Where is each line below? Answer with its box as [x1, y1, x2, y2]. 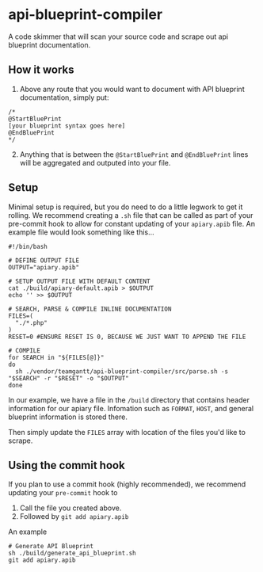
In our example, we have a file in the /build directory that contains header [8, 395, 250, 405]
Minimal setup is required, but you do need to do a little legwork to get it [8, 202, 243, 212]
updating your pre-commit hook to [8, 488, 118, 498]
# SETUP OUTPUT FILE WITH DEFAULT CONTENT [8, 277, 151, 285]
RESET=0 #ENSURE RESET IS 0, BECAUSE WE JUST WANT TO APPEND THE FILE [8, 333, 246, 341]
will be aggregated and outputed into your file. [19, 158, 171, 167]
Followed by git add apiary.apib [19, 512, 129, 521]
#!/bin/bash [8, 242, 48, 250]
